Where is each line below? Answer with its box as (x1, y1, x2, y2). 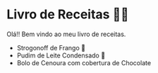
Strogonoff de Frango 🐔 (16, 43, 86, 52)
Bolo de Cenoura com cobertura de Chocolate (16, 58, 152, 67)
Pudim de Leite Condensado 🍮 (16, 51, 106, 60)
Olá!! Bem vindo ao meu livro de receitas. (6, 30, 126, 38)
